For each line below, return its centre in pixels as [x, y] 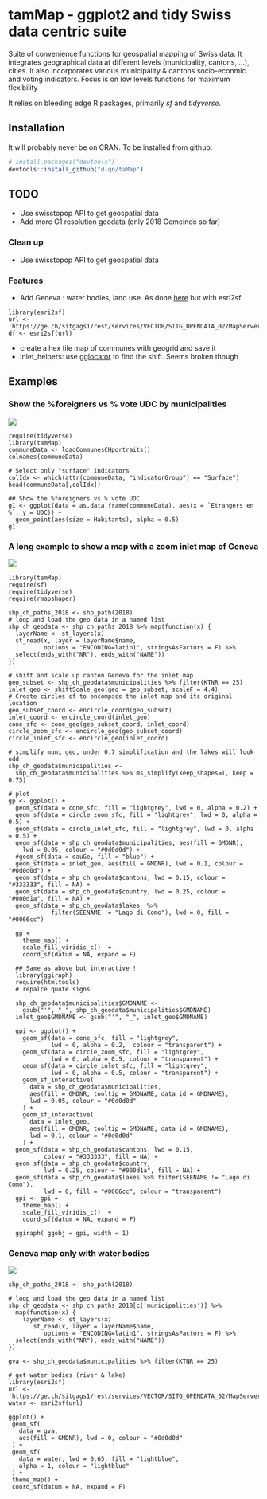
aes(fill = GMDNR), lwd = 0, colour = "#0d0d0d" [101, 1438]
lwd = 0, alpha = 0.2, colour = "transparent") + [136, 1045]
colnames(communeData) [46, 457]
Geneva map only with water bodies [79, 1253]
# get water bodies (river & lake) [67, 1375]
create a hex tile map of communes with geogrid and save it [118, 347]
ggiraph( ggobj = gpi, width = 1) [72, 1233]
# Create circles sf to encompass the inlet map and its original [120, 696]
